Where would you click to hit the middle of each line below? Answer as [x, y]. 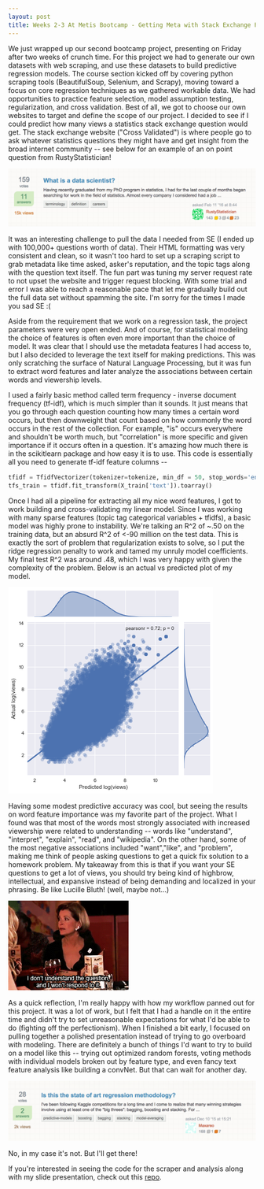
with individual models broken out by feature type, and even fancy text [122, 1061]
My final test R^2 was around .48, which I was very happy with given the [125, 559]
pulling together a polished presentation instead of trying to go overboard [127, 1036]
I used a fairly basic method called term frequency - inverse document [123, 395]
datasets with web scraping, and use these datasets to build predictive [123, 65]
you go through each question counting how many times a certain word [124, 412]
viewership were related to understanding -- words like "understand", [121, 831]
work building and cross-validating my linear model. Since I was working [126, 509]
